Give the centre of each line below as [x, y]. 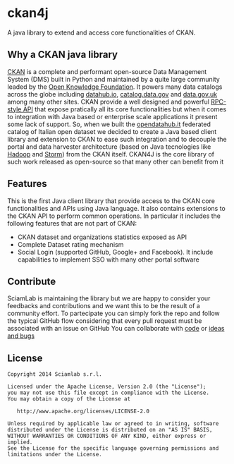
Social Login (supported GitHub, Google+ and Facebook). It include [115, 252]
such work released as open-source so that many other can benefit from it [116, 161]
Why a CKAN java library [63, 55]
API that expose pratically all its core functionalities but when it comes [125, 109]
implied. [20, 442]
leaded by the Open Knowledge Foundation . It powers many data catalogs [115, 87]
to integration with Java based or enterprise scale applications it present [112, 116]
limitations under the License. [55, 455]
